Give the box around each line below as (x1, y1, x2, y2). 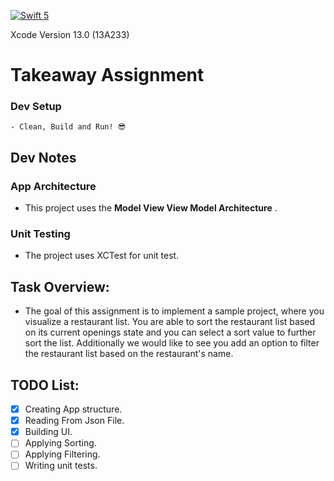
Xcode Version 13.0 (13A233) (10, 29, 130, 40)
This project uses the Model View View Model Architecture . (24, 202, 278, 214)
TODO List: (10, 376, 80, 394)
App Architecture (10, 179, 97, 193)
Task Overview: (10, 278, 110, 295)
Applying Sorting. (24, 437, 97, 449)
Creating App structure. (24, 403, 123, 415)
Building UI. (24, 426, 73, 438)
